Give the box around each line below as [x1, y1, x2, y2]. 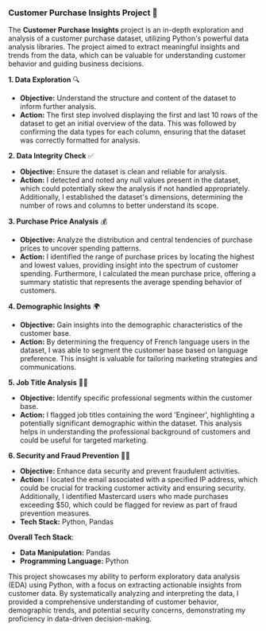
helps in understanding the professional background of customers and [19, 427, 251, 437]
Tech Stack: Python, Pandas [19, 517, 114, 527]
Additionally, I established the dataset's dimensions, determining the [19, 193, 244, 202]
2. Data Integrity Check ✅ [8, 151, 94, 161]
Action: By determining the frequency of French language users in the [19, 337, 250, 347]
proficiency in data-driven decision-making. [8, 614, 152, 624]
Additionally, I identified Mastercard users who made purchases [19, 492, 229, 501]
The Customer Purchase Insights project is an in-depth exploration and [8, 25, 244, 35]
